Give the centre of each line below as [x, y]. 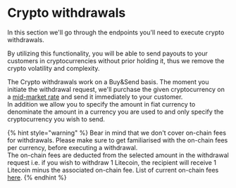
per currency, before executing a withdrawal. [73, 147]
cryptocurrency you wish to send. [56, 119]
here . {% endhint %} [37, 177]
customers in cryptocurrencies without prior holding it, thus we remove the [116, 60]
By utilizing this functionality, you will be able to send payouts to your [107, 53]
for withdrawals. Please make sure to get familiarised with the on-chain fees [118, 140]
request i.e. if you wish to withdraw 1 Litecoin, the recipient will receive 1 [112, 162]
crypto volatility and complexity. [54, 68]
